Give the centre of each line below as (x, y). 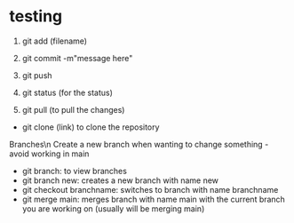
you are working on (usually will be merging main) (113, 208)
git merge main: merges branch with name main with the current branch (154, 199)
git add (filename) (54, 41)
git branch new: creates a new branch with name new (120, 180)
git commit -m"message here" (77, 58)
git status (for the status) (68, 92)
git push (37, 75)
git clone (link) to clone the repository (91, 127)
